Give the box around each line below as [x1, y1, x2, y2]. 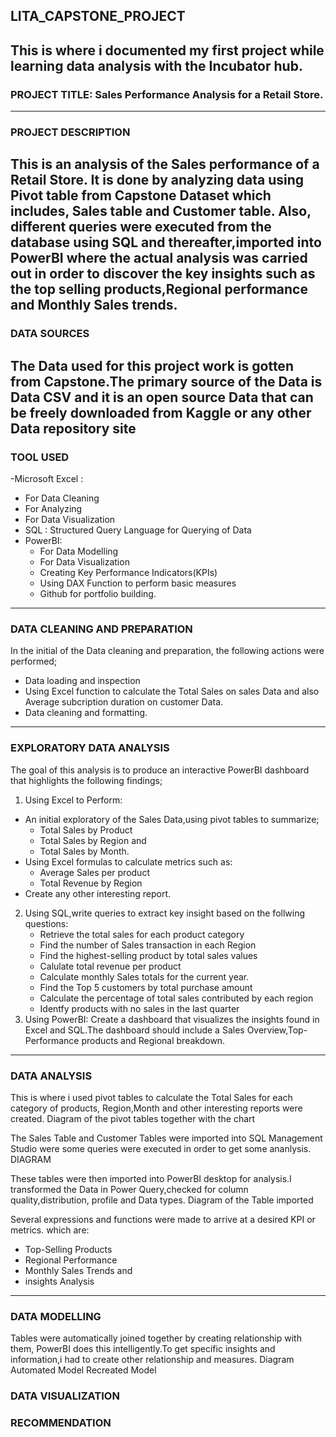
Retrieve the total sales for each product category [39, 928, 245, 940]
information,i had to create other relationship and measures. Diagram [10, 1354, 295, 1366]
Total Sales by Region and [39, 834, 147, 846]
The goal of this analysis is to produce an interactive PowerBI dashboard [10, 764, 310, 776]
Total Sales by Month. [39, 845, 130, 857]
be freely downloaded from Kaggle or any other [10, 404, 312, 421]
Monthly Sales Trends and [24, 1264, 133, 1276]
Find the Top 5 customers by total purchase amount [39, 981, 253, 993]
